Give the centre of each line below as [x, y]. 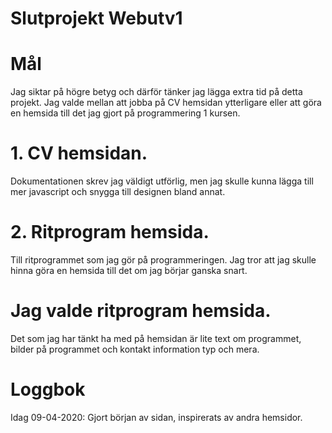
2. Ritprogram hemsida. [110, 232]
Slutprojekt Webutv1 [96, 18]
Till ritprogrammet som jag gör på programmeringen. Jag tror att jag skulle [163, 260]
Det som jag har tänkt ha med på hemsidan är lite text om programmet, [156, 338]
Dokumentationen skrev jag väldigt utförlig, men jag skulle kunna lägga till [162, 181]
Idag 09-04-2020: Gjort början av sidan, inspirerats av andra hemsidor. [156, 417]
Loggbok [48, 389]
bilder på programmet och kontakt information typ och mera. [135, 349]
